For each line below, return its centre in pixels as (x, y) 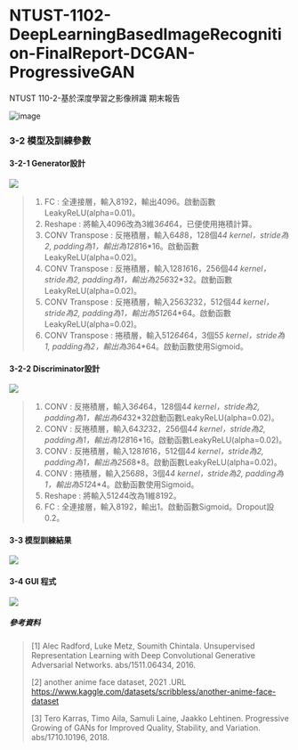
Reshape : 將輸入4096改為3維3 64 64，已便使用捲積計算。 (150, 224)
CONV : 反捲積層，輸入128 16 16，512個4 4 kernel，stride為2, (154, 452)
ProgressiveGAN (72, 73)
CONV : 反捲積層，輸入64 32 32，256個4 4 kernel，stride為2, (155, 429)
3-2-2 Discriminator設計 (55, 368)
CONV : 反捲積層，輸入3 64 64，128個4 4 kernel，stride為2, (152, 407)
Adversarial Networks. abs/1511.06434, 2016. (113, 664)
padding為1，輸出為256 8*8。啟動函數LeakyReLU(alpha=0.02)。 (163, 462)
